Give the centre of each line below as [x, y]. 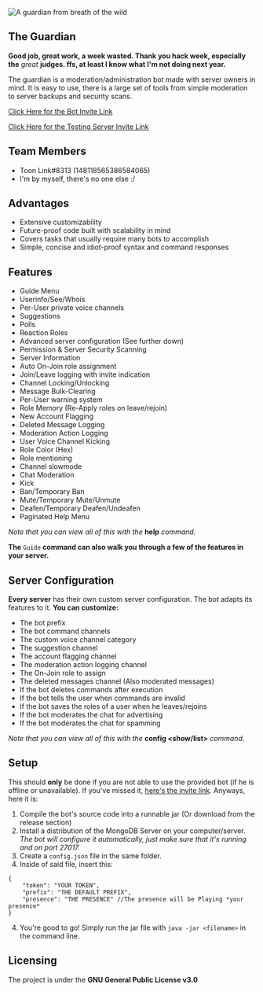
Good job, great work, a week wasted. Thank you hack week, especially [127, 56]
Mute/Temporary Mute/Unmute [70, 500]
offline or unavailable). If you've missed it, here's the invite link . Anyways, [127, 790]
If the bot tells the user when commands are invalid [102, 698]
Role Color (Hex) [46, 450]
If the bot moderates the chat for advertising [91, 715]
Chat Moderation [47, 475]
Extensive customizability [60, 222]
